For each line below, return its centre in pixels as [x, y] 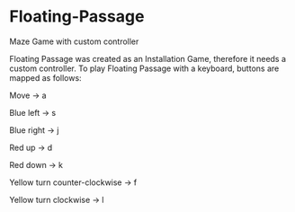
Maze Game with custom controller [74, 41]
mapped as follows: [46, 77]
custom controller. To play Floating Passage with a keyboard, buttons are [144, 68]
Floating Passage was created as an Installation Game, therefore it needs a [147, 58]
